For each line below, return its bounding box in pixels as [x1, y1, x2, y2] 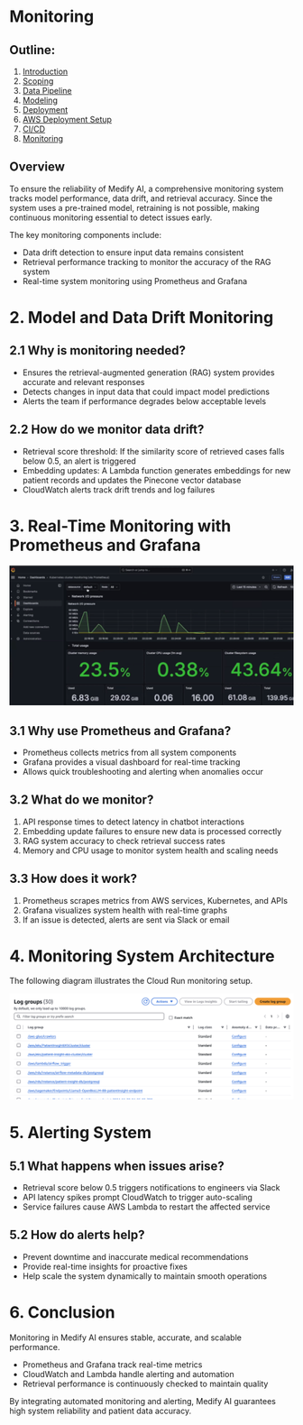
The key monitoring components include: [9, 229, 162, 240]
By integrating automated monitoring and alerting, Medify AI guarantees [9, 1395, 277, 1406]
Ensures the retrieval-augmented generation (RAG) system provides [22, 367, 275, 378]
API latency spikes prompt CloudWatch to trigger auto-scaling [22, 1192, 252, 1202]
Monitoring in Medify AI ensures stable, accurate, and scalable [9, 1332, 242, 1343]
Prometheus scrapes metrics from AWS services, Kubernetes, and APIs [22, 895, 289, 906]
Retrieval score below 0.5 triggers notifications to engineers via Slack [22, 1182, 280, 1192]
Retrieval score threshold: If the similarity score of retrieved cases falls [22, 446, 286, 456]
